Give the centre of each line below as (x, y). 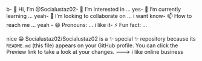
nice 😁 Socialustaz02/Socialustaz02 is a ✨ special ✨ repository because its (101, 39)
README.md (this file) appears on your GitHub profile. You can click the (92, 45)
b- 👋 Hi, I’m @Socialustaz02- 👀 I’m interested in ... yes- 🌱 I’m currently (94, 9)
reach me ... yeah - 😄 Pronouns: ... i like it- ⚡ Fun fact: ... (77, 25)
